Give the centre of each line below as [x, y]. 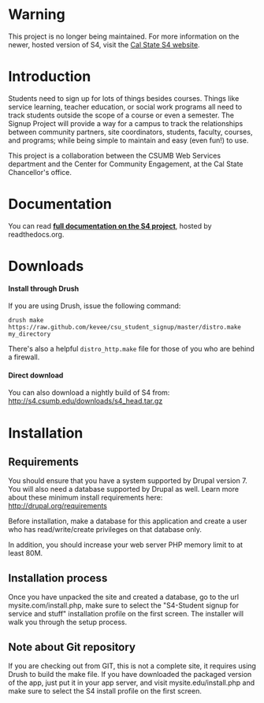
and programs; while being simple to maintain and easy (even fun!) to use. [128, 140]
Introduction [50, 77]
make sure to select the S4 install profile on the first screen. [105, 691]
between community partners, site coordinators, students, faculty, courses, [130, 132]
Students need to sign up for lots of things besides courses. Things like [124, 98]
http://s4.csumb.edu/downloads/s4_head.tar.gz [86, 401]
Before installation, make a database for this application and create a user [128, 521]
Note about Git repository [72, 647]
